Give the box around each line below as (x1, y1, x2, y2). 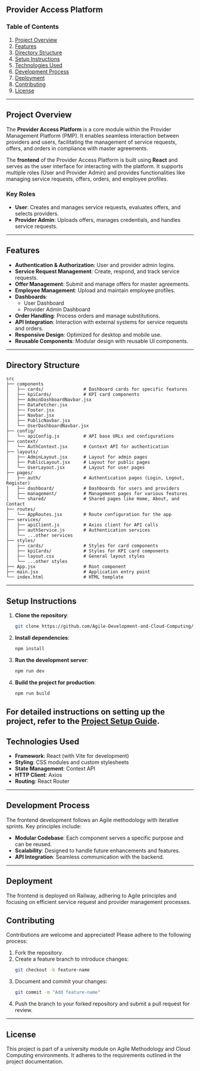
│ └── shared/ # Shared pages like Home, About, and (6, 496, 180, 502)
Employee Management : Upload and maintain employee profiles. (14, 286, 176, 294)
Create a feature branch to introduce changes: (14, 955, 129, 962)
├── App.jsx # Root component (6, 564, 127, 570)
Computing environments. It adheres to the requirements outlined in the (6, 1051, 182, 1058)
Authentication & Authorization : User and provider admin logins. (14, 261, 176, 268)
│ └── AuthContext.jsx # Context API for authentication (6, 444, 169, 450)
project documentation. (6, 1058, 64, 1065)
